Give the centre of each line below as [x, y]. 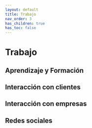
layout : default [22, 10]
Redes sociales [29, 120]
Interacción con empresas [46, 104]
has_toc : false [21, 28]
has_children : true [25, 23]
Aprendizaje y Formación [45, 70]
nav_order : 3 [18, 19]
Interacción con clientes [43, 87]
